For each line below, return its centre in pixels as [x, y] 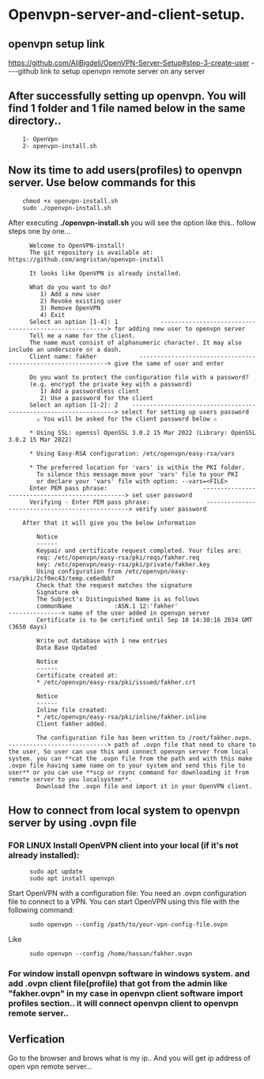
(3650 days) [28, 627]
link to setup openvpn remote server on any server [123, 71]
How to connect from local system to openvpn [124, 811]
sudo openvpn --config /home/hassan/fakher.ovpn [111, 954]
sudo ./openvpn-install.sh [67, 208]
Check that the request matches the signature [115, 585]
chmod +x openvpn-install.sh [70, 201]
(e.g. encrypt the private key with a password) [111, 384]
